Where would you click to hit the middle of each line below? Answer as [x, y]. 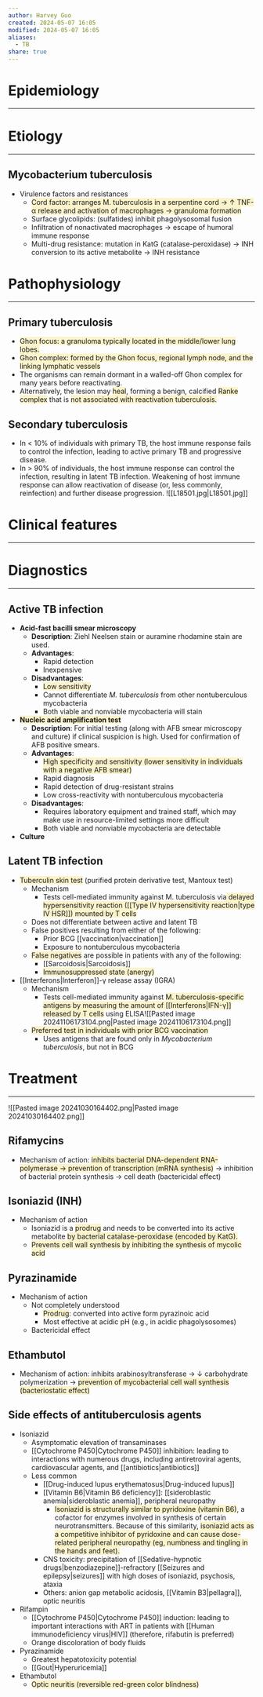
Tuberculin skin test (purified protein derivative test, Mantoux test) [126, 880]
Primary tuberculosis [61, 323]
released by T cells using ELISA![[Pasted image [119, 1013]
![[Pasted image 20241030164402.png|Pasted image [93, 1108]
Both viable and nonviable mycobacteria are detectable [132, 828]
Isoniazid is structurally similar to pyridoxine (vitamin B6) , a [150, 1509]
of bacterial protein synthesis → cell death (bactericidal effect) [120, 1176]
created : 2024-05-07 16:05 [52, 23]
